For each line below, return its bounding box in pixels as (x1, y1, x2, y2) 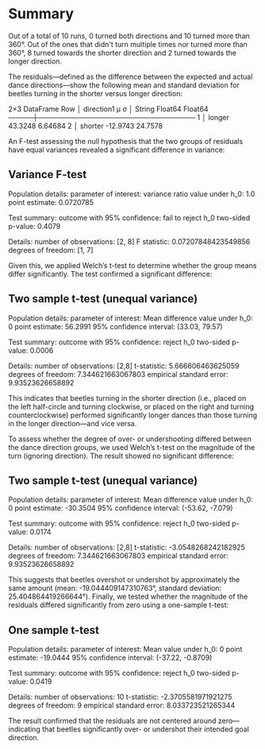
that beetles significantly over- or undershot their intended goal (42, 724, 250, 734)
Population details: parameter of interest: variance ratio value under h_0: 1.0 (8, 188, 255, 199)
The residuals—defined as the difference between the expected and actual (8, 72, 253, 81)
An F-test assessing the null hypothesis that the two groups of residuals (8, 136, 244, 146)
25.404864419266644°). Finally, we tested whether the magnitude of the (8, 592, 248, 601)
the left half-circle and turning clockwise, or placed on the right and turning (8, 402, 255, 411)
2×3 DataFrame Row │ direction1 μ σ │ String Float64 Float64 (8, 104, 209, 114)
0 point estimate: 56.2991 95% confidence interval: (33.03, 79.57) (8, 321, 224, 331)
